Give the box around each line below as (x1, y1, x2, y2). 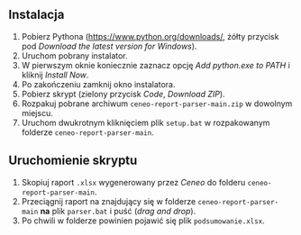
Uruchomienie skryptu (8, 153, 138, 168)
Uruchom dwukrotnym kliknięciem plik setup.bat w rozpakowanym (21, 117, 270, 128)
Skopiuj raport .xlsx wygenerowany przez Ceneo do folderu (21, 176, 246, 187)
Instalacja (8, 7, 65, 23)
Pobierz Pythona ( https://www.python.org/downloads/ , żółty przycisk (21, 31, 279, 41)
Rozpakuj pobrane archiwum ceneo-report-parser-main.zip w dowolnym (21, 98, 293, 109)
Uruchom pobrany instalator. (21, 50, 128, 61)
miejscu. (21, 107, 53, 118)
